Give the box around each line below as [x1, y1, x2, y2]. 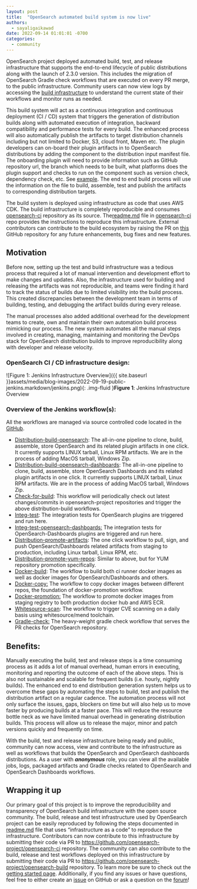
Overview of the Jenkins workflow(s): [6, 405, 116, 413]
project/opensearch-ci [6, 845, 61, 852]
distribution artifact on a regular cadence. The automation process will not [6, 695, 186, 702]
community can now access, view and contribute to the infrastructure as [6, 743, 182, 751]
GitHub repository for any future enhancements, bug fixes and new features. [6, 230, 192, 237]
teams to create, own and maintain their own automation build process [6, 319, 177, 326]
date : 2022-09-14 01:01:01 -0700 [6, 31, 88, 37]
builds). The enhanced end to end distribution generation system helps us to [6, 682, 191, 689]
